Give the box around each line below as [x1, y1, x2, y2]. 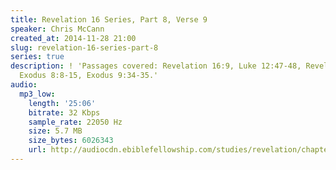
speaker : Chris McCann [10, 24, 105, 34]
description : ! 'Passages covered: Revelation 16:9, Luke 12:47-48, [10, 61, 302, 71]
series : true [10, 52, 65, 62]
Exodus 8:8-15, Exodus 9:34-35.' [19, 71, 159, 81]
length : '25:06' [28, 98, 97, 108]
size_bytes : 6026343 [28, 136, 114, 146]
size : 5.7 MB [28, 126, 83, 136]
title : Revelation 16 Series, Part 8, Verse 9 [10, 14, 208, 25]
